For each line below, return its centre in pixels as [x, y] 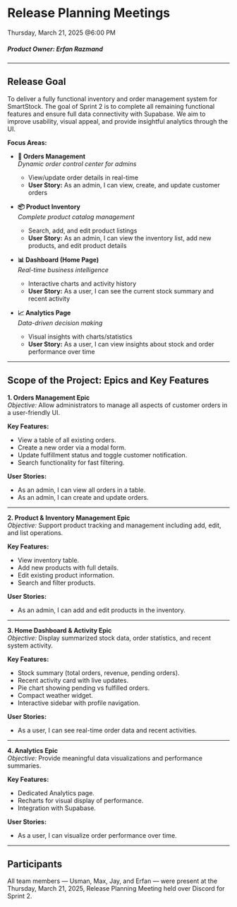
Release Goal [37, 82]
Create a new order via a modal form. [72, 447]
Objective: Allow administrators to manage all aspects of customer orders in [117, 405]
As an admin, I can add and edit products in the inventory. [101, 610]
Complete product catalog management [76, 216]
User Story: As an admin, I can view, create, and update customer [124, 185]
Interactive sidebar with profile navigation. [79, 703]
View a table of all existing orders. [67, 440]
